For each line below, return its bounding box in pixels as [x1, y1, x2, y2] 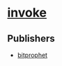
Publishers [7, 33, 55, 44]
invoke [7, 5, 47, 21]
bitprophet [17, 51, 47, 59]
